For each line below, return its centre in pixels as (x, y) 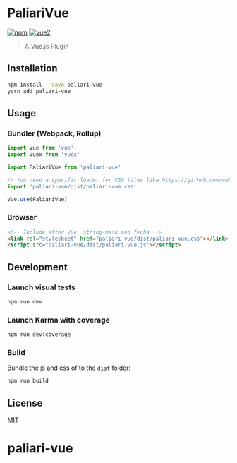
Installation (32, 68)
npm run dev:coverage (39, 335)
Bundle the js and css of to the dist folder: (69, 368)
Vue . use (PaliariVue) (38, 199)
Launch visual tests (41, 287)
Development (38, 267)
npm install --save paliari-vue (55, 85)
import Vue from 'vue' (41, 148)
